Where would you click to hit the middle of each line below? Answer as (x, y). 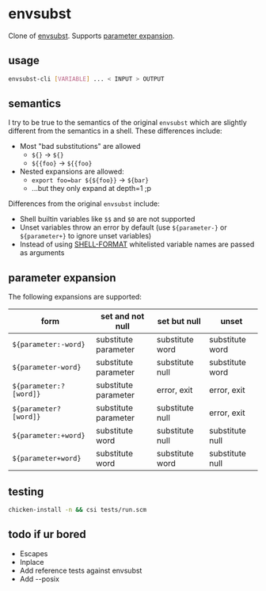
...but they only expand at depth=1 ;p (91, 189)
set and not (122, 316)
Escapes (34, 553)
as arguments (42, 253)
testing (26, 492)
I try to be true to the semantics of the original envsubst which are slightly (127, 123)
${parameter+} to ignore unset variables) (85, 236)
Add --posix (39, 578)
